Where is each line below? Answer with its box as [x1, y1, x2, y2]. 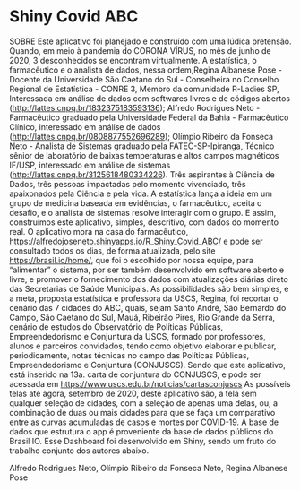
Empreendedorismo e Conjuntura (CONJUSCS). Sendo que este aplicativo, [9, 359, 287, 370]
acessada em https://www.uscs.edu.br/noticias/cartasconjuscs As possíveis [9, 378, 291, 389]
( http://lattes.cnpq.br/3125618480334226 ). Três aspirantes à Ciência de [9, 168, 275, 180]
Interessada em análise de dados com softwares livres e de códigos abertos [9, 92, 291, 104]
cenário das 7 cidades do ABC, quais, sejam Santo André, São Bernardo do [9, 302, 287, 313]
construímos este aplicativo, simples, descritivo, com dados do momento [9, 217, 279, 228]
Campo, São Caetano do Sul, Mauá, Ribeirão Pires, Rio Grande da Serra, [9, 312, 276, 322]
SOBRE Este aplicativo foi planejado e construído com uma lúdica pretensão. [9, 36, 292, 47]
